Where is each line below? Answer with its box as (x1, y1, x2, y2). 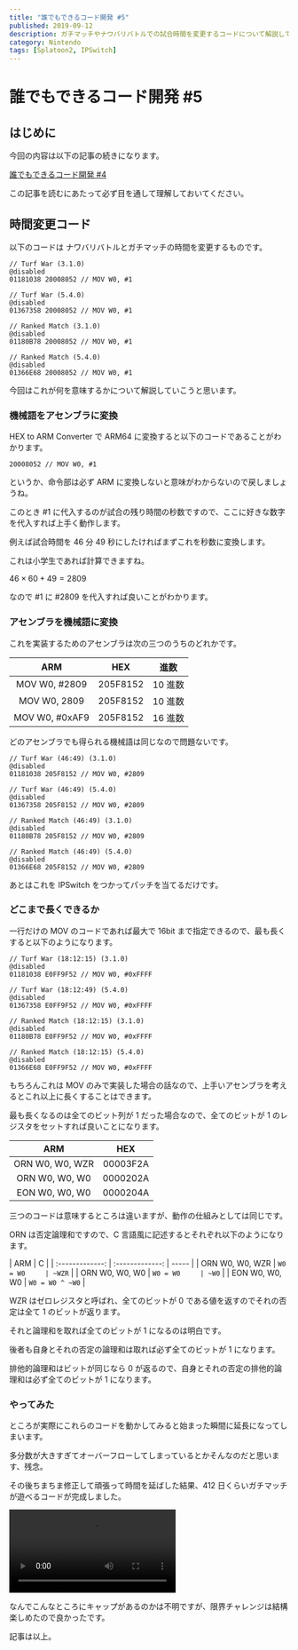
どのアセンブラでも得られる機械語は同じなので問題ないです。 (9, 736, 233, 747)
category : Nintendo (9, 37, 82, 47)
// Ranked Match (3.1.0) (9, 321, 101, 330)
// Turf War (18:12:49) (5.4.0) (9, 985, 129, 995)
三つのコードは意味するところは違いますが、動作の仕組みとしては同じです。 (9, 1210, 288, 1221)
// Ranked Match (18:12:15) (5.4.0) (9, 1047, 145, 1057)
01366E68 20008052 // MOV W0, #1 (9, 368, 133, 377)
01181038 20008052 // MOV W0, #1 (9, 274, 133, 284)
